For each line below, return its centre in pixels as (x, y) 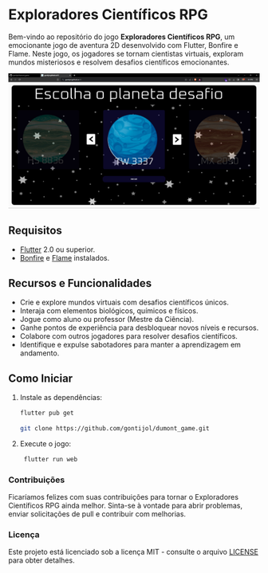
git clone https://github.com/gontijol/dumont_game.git (114, 428)
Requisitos (35, 231)
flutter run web (51, 459)
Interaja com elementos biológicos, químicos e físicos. (109, 311)
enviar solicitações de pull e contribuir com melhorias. (97, 514)
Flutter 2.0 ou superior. (57, 249)
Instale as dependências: (61, 398)
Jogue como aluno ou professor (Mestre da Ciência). (107, 320)
